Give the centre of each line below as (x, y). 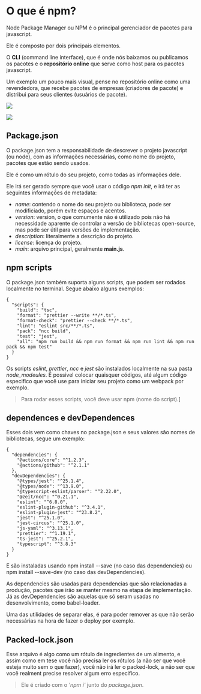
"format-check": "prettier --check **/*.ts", (75, 320)
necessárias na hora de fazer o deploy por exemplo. (70, 621)
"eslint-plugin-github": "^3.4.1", (61, 507)
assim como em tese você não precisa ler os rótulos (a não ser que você (96, 660)
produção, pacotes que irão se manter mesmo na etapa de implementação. (99, 590)
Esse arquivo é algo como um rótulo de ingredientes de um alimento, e (94, 654)
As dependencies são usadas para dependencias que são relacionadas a (97, 584)
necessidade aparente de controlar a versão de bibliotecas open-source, (105, 223)
